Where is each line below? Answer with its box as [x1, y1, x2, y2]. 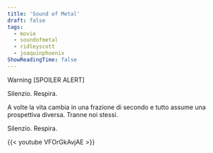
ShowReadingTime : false [7, 56, 78, 63]
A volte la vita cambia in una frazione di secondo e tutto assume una [7, 103, 206, 111]
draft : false [7, 17, 46, 24]
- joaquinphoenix [13, 50, 65, 57]
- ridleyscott [13, 43, 55, 50]
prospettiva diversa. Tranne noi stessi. [7, 110, 118, 118]
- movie [13, 30, 37, 37]
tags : [7, 23, 23, 30]
